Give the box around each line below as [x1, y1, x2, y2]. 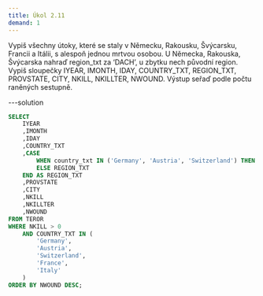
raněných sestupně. [8, 82, 73, 91]
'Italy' [36, 266, 61, 274]
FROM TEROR [8, 215, 44, 223]
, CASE [22, 149, 41, 157]
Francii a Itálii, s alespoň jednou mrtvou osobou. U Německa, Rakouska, [8, 49, 241, 58]
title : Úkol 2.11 [8, 11, 65, 20]
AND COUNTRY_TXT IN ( [22, 230, 93, 238]
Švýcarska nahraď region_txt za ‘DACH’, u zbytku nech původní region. [8, 57, 239, 67]
